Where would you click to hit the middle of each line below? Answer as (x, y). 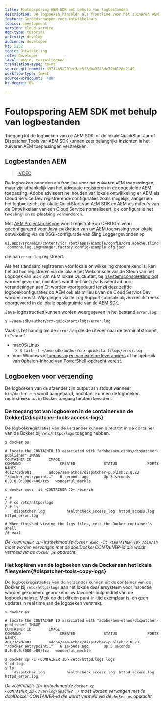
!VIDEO (24, 173)
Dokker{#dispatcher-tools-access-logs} (54, 418)
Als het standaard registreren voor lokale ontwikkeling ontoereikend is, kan (80, 266)
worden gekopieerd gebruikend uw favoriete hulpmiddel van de (69, 592)
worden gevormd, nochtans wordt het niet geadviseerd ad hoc (68, 282)
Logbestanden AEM (36, 161)
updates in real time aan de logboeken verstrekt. (54, 603)
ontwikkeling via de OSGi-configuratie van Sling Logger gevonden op (75, 234)
